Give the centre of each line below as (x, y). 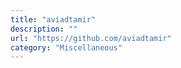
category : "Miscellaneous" (66, 47)
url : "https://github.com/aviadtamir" (91, 38)
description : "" (44, 29)
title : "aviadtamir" (53, 19)
